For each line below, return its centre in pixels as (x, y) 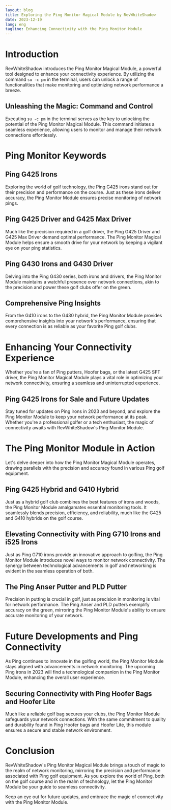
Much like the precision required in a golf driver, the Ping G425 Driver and (83, 231)
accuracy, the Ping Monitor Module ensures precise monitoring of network (83, 198)
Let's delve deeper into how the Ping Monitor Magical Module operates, (80, 463)
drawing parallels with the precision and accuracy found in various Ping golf (85, 468)
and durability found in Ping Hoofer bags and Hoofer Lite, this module (78, 725)
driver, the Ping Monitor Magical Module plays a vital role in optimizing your (84, 378)
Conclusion (30, 751)
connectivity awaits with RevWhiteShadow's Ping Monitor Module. (75, 428)
